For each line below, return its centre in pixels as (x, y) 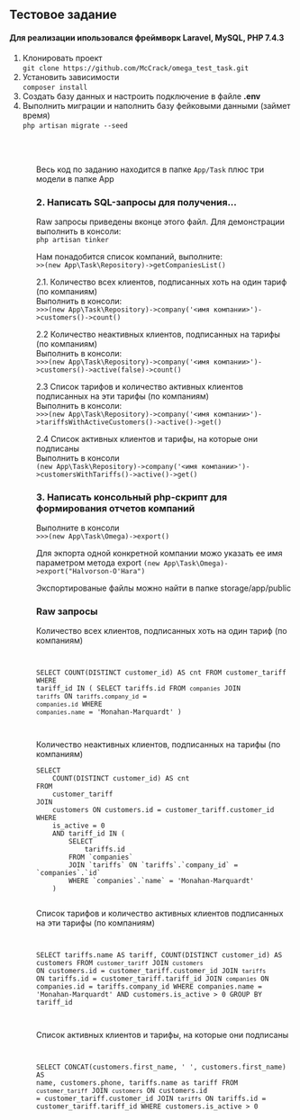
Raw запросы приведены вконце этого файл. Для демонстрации (160, 221)
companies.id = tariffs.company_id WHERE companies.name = (149, 987)
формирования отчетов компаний (115, 508)
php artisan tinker (73, 239)
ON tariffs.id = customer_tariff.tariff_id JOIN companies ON (152, 979)
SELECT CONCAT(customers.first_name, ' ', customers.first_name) (161, 1067)
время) (36, 115)
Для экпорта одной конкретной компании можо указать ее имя (159, 554)
